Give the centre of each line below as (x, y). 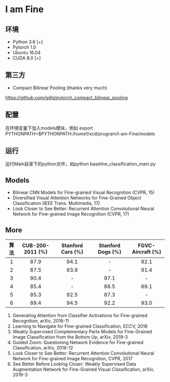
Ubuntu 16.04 (27, 53)
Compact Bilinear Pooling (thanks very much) (60, 88)
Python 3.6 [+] (28, 42)
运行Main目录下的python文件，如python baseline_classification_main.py (80, 164)
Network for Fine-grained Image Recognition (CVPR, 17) (71, 214)
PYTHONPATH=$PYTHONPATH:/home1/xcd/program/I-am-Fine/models (80, 133)
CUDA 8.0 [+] (27, 58)
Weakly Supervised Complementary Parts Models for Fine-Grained (82, 332)
